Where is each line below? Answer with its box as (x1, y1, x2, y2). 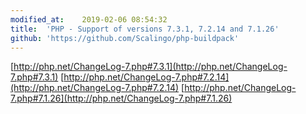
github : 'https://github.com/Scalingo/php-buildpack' (10, 33, 240, 43)
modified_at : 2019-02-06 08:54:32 (10, 14, 168, 25)
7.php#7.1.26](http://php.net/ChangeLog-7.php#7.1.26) (10, 92, 233, 105)
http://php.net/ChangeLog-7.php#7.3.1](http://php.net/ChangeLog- (13, 61, 288, 73)
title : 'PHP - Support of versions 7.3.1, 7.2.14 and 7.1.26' (10, 24, 280, 34)
